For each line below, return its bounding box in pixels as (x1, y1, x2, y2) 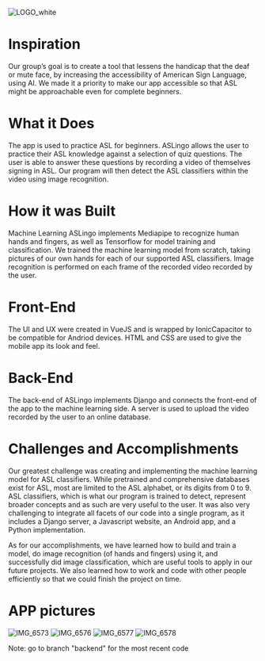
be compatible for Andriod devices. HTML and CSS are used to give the (8, 333, 242, 342)
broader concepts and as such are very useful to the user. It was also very (8, 499, 251, 509)
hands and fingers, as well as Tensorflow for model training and (8, 236, 216, 246)
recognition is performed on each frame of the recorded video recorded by (8, 262, 253, 271)
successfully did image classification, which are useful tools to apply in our (8, 557, 253, 567)
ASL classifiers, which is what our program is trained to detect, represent (8, 491, 247, 501)
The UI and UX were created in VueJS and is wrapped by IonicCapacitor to (8, 324, 252, 334)
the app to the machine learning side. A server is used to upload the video (8, 403, 249, 413)
